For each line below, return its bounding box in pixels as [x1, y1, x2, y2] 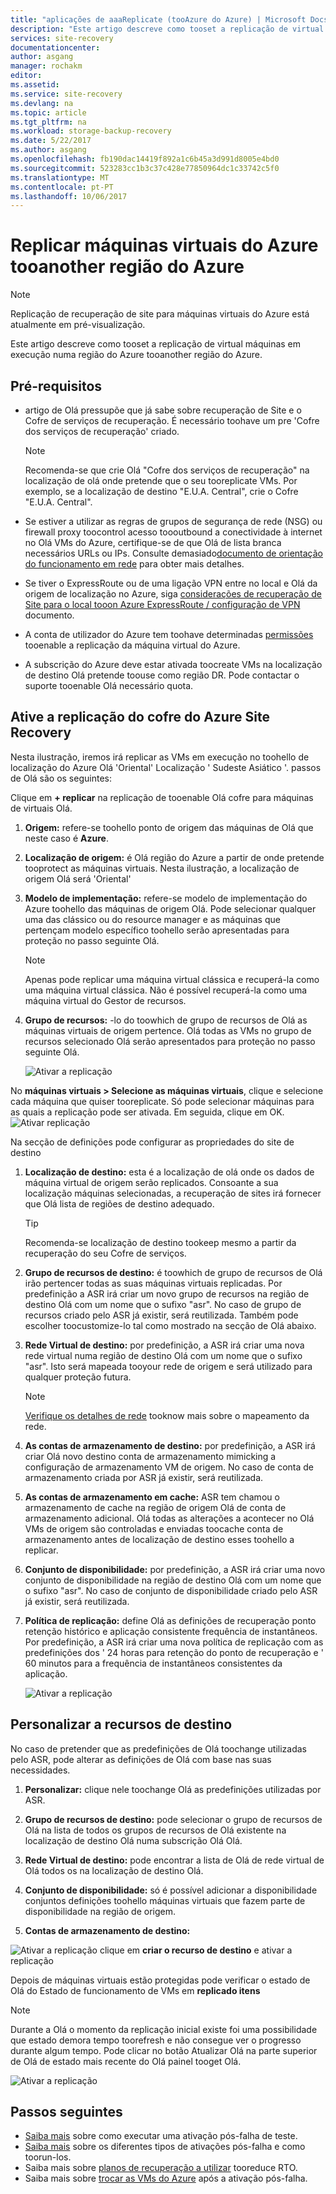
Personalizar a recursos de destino [10, 1716, 233, 1733]
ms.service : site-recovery [10, 89, 123, 99]
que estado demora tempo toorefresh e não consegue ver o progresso [10, 2034, 302, 2046]
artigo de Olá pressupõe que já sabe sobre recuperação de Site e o [24, 404, 302, 416]
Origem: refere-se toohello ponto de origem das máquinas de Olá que [24, 821, 314, 833]
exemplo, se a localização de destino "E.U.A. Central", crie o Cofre [24, 486, 299, 497]
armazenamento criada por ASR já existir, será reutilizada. [24, 1471, 264, 1483]
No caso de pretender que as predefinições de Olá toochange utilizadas [10, 1742, 307, 1755]
